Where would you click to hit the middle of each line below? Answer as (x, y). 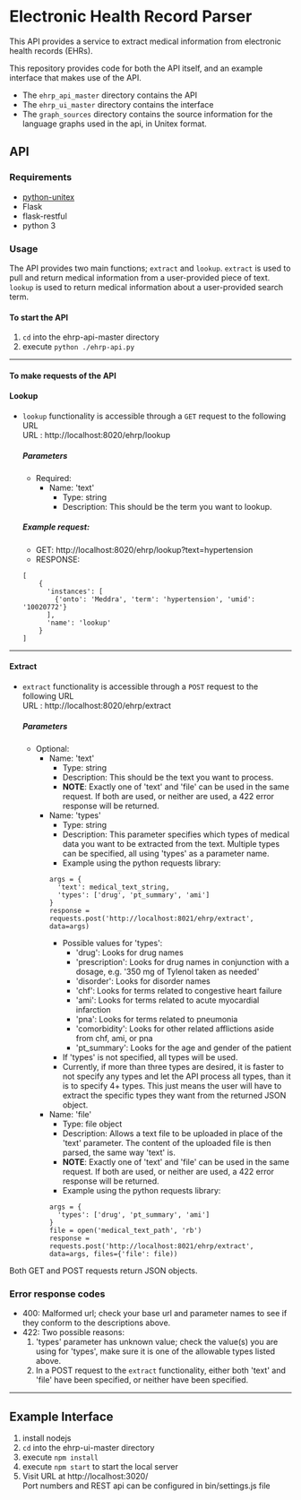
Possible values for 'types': (112, 944)
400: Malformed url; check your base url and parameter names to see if (155, 1314)
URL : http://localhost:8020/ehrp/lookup (96, 435)
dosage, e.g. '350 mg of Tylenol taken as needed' (168, 972)
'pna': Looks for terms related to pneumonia (157, 1020)
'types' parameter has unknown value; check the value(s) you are (157, 1342)
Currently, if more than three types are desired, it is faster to (173, 1067)
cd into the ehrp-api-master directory (90, 337)
